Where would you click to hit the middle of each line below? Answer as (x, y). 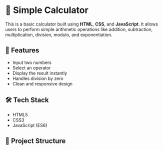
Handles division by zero (38, 78)
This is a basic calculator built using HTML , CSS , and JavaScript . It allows (82, 24)
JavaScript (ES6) (30, 125)
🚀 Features (22, 50)
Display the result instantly (40, 73)
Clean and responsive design (42, 83)
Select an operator (31, 67)
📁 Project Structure (35, 141)
